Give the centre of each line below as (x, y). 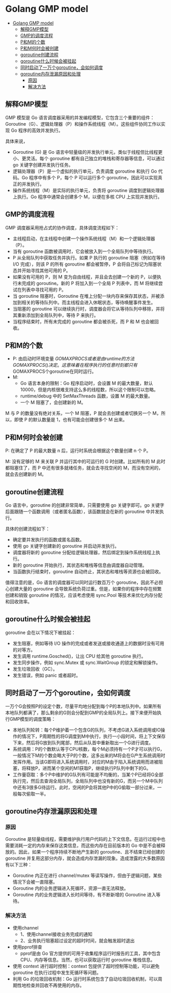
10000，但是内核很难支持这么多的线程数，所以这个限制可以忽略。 (89, 390)
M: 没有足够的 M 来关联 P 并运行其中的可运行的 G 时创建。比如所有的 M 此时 (85, 462)
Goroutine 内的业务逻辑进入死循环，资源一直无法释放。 (70, 888)
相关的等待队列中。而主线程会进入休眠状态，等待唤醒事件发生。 (89, 302)
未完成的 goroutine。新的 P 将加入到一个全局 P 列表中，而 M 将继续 (88, 283)
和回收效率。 (19, 601)
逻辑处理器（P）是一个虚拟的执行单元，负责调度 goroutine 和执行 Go (85, 171)
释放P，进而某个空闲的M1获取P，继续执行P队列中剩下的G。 (89, 768)
